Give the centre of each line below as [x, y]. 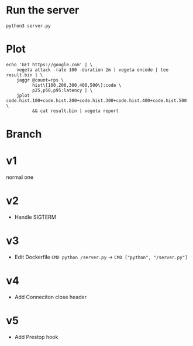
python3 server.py [28, 26]
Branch [24, 134]
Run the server [43, 10]
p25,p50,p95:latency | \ [62, 90]
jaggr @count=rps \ [40, 80]
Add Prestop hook [36, 337]
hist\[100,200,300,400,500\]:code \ [77, 85]
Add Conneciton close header [51, 297]
